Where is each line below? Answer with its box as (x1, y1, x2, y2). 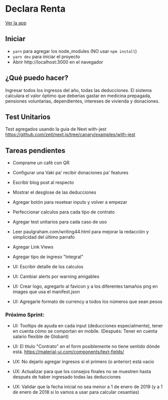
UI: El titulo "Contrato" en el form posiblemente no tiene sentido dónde (12, 344, 160, 350)
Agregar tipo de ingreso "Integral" (12, 254, 83, 260)
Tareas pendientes (5, 146, 66, 155)
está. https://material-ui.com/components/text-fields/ (12, 349, 124, 355)
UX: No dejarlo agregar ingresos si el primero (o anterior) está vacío (12, 359, 154, 365)
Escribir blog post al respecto (12, 179, 74, 186)
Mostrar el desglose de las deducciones (12, 189, 97, 196)
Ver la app (5, 20, 27, 26)
